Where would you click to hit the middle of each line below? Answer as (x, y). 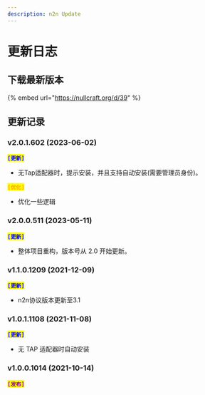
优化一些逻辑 (36, 202)
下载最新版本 (36, 80)
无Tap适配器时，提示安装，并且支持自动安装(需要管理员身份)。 (110, 173)
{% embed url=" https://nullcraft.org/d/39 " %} (74, 98)
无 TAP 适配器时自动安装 (54, 349)
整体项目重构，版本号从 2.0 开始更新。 (74, 251)
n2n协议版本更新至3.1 (49, 299)
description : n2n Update (44, 14)
